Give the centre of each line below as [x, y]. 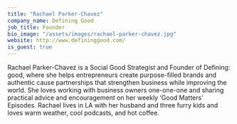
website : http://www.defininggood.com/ [67, 41]
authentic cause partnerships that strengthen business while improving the [117, 82]
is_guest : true [30, 47]
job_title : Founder [36, 27]
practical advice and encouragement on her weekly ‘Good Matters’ [105, 98]
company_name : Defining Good [51, 21]
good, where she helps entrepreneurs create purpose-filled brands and [112, 75]
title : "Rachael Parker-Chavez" [55, 14]
